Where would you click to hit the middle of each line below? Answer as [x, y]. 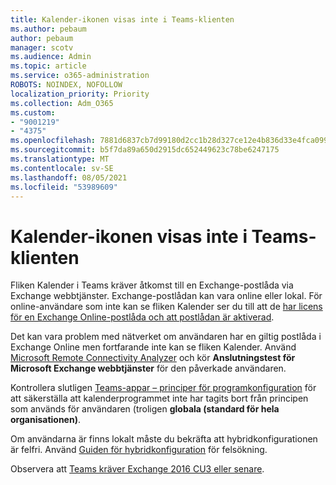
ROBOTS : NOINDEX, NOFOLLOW [66, 85]
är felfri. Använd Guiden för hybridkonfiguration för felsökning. [139, 450]
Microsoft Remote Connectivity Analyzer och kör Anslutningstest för [153, 358]
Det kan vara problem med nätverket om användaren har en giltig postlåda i [166, 337]
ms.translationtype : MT [60, 159]
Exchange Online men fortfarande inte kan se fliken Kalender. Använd [153, 347]
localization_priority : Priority [80, 94]
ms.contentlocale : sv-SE [62, 168]
